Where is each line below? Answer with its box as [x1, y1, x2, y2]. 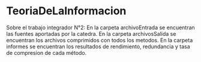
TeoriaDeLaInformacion [6, 4, 127, 18]
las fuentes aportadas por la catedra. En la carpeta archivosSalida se [6, 30, 176, 37]
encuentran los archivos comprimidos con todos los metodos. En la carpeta [6, 36, 193, 44]
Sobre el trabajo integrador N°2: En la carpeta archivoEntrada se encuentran [6, 24, 195, 31]
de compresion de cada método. [6, 49, 87, 56]
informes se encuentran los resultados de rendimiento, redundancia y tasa [6, 43, 190, 50]
